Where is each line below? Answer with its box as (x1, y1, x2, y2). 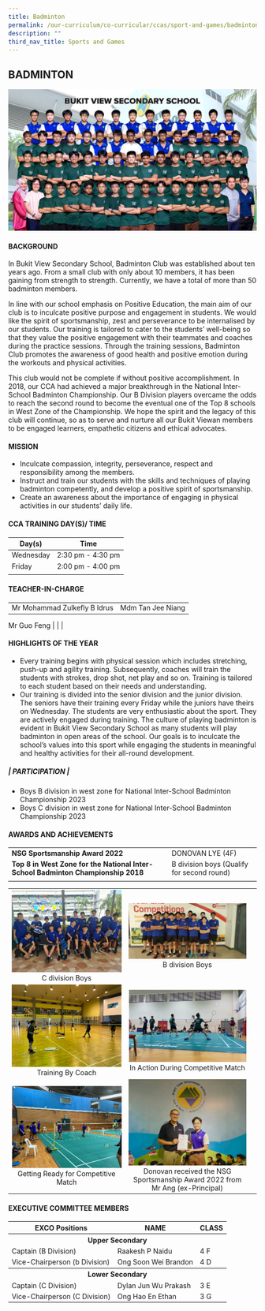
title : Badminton (8, 13, 65, 21)
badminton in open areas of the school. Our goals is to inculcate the (19, 732, 241, 741)
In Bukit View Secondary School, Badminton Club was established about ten (8, 259, 256, 268)
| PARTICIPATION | (8, 766, 70, 776)
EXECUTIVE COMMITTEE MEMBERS (8, 1203, 129, 1212)
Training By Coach (36, 1067, 97, 1077)
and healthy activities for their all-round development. (19, 749, 195, 758)
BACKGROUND (8, 241, 58, 251)
